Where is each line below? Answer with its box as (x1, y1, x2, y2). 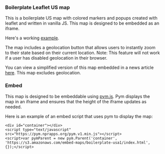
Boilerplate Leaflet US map (5, 4, 70, 11)
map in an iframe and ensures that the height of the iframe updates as (5, 98, 147, 104)
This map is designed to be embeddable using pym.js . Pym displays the (5, 93, 150, 99)
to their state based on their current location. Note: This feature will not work (5, 50, 160, 56)
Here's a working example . (5, 35, 59, 41)
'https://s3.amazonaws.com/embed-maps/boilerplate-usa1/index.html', (5, 140, 151, 145)
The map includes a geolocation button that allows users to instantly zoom (5, 45, 156, 51)
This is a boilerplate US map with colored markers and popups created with (5, 15, 158, 21)
